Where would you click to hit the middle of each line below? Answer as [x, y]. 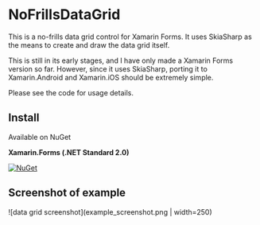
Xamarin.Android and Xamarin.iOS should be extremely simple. [111, 77]
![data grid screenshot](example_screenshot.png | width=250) [110, 211]
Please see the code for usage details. [71, 92]
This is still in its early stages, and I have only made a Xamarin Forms [121, 60]
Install [24, 118]
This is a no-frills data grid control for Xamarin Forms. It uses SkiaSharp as [130, 37]
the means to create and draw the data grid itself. [89, 45]
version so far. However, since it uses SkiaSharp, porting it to [108, 68]
